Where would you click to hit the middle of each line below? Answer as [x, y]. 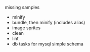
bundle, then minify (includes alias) [49, 22]
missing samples [22, 7]
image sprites [26, 28]
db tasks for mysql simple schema [48, 44]
